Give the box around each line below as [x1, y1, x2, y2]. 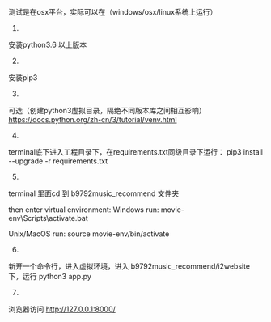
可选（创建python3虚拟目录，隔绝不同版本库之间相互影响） [8, 106, 206, 115]
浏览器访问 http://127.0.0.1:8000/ [8, 304, 116, 314]
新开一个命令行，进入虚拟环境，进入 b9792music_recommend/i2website [8, 261, 251, 271]
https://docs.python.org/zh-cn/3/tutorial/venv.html [8, 115, 177, 124]
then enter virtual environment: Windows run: [8, 205, 159, 214]
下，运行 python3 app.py [8, 272, 91, 281]
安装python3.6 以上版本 [8, 40, 87, 49]
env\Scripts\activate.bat [8, 214, 89, 222]
